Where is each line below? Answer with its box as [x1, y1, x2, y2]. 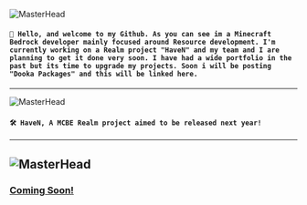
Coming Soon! [9, 183, 75, 196]
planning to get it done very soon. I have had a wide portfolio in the [9, 53, 292, 63]
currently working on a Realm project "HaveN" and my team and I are [9, 46, 281, 55]
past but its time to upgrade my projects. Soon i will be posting [9, 61, 272, 70]
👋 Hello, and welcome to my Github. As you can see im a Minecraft [9, 29, 272, 38]
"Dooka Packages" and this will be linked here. [9, 69, 198, 78]
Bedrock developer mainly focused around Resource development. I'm [9, 37, 276, 46]
